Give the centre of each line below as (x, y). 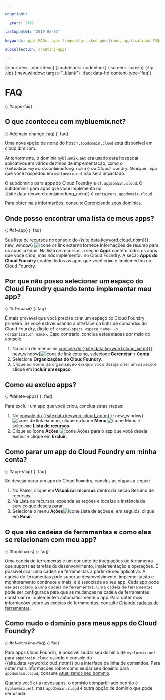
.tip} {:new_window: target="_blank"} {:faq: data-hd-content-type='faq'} (78, 73)
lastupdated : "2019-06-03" (33, 32)
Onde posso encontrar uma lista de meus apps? (80, 218)
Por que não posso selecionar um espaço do (74, 281)
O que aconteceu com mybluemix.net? (66, 122)
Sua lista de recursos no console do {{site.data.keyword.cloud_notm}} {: (78, 240)
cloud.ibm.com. (21, 148)
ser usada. (16, 693)
